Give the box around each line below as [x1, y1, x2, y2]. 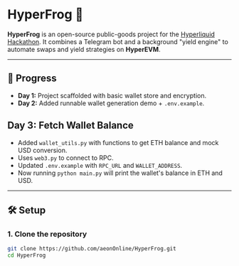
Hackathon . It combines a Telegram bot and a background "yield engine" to [7, 37, 229, 46]
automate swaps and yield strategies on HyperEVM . [7, 45, 161, 53]
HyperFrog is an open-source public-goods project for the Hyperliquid [7, 30, 216, 38]
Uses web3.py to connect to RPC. [17, 153, 114, 162]
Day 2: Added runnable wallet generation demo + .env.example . [17, 99, 205, 107]
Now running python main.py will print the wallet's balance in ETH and [17, 169, 223, 177]
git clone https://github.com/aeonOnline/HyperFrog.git [7, 245, 176, 252]
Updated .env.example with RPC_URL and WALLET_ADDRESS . [17, 161, 183, 169]
